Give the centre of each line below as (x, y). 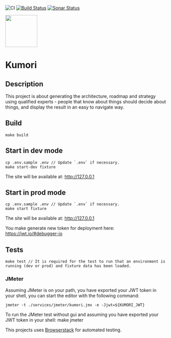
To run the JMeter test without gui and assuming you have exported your (82, 314)
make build (17, 135)
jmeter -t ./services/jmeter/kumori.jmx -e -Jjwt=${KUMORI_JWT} (75, 305)
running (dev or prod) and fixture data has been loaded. (68, 266)
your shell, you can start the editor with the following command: (72, 295)
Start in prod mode (36, 193)
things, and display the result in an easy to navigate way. (65, 107)
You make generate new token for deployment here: (60, 228)
